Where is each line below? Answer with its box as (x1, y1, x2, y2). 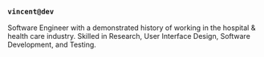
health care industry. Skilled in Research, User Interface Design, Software (7, 32, 250, 41)
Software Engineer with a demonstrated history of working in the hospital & (7, 23, 256, 32)
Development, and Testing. (7, 40, 97, 50)
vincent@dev (7, 7, 55, 16)
